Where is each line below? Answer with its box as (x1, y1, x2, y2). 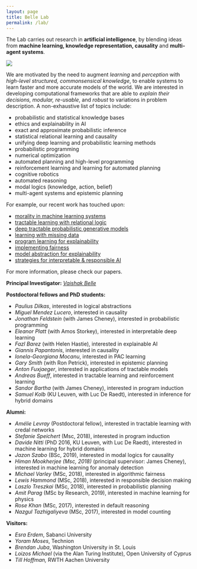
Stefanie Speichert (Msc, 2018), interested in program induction (14, 433, 170, 440)
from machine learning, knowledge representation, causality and (6, 42, 169, 49)
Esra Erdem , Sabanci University (14, 531, 92, 538)
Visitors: (6, 520, 28, 527)
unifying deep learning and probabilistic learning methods (14, 139, 156, 146)
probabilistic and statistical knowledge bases (14, 114, 125, 122)
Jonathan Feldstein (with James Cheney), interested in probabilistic (14, 315, 180, 322)
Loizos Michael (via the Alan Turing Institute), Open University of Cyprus (14, 550, 192, 557)
